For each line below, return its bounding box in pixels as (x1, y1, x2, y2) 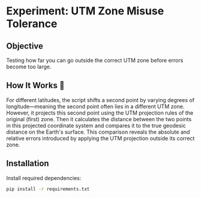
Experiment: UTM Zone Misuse (6, 4, 164, 18)
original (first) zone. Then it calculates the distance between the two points (6, 115, 192, 122)
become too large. (6, 63, 52, 70)
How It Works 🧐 (6, 80, 65, 91)
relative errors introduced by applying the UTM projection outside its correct (6, 134, 195, 142)
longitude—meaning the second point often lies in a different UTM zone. (6, 103, 185, 110)
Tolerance (6, 17, 58, 31)
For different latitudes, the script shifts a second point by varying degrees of (6, 96, 195, 103)
